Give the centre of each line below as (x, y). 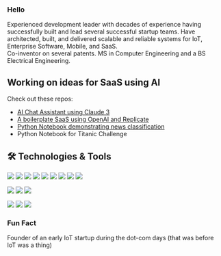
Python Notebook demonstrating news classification (91, 127)
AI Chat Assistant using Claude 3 (63, 112)
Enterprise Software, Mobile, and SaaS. (62, 47)
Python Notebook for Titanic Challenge (72, 134)
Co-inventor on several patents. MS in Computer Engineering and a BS (107, 53)
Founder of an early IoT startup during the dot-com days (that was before (110, 238)
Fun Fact (22, 222)
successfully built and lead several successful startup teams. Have (101, 31)
